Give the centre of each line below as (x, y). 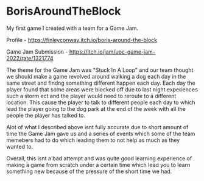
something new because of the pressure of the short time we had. (89, 171)
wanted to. (20, 146)
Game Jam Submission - (37, 51)
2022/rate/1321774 (30, 58)
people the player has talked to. (46, 115)
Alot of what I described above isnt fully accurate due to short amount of (97, 127)
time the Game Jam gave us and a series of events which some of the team (101, 133)
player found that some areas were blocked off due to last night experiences (102, 89)
